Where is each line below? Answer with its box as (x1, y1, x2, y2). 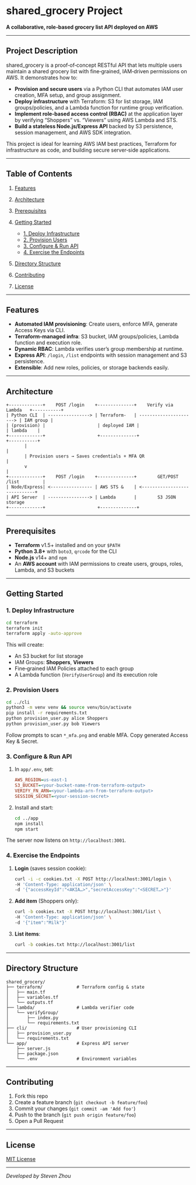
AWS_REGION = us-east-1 (14, 777, 67, 783)
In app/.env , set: (14, 766, 54, 773)
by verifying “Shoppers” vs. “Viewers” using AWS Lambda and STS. (14, 116, 178, 124)
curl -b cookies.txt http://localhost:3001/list (14, 941, 135, 947)
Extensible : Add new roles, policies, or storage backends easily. (14, 364, 169, 371)
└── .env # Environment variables (16, 1056, 137, 1061)
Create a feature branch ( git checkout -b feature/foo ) (14, 1099, 148, 1106)
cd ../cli (6, 699, 30, 705)
